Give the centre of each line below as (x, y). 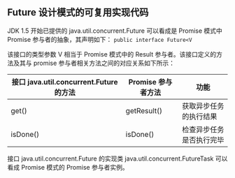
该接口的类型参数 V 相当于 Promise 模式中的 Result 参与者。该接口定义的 (112, 54)
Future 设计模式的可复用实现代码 (78, 13)
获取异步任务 (203, 105)
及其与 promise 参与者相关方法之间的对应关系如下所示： (94, 63)
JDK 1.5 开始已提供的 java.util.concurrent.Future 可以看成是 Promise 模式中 (115, 31)
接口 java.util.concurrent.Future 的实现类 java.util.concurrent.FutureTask (111, 158)
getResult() (144, 110)
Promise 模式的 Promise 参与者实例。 (74, 167)
